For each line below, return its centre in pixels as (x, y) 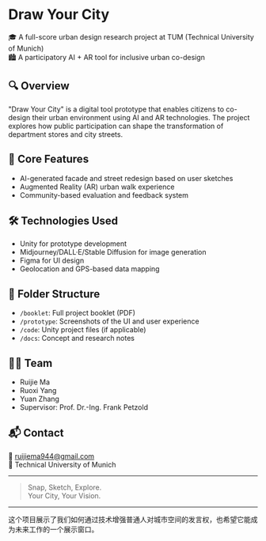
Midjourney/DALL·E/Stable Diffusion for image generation (113, 252)
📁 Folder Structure (54, 294)
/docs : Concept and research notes (77, 339)
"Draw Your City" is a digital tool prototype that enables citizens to (116, 109)
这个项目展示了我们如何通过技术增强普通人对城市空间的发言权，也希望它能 (129, 519)
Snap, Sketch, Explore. (65, 487)
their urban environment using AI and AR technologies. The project (141, 117)
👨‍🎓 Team (30, 363)
